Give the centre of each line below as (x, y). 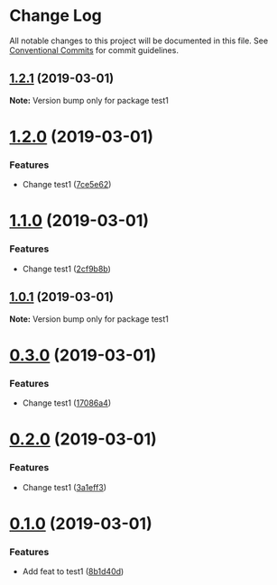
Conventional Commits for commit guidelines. (94, 50)
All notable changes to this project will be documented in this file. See (139, 41)
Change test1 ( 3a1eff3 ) (64, 487)
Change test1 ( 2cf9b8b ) (66, 269)
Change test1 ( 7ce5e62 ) (67, 185)
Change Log (55, 16)
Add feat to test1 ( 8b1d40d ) (73, 571)
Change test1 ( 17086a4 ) (67, 403)
